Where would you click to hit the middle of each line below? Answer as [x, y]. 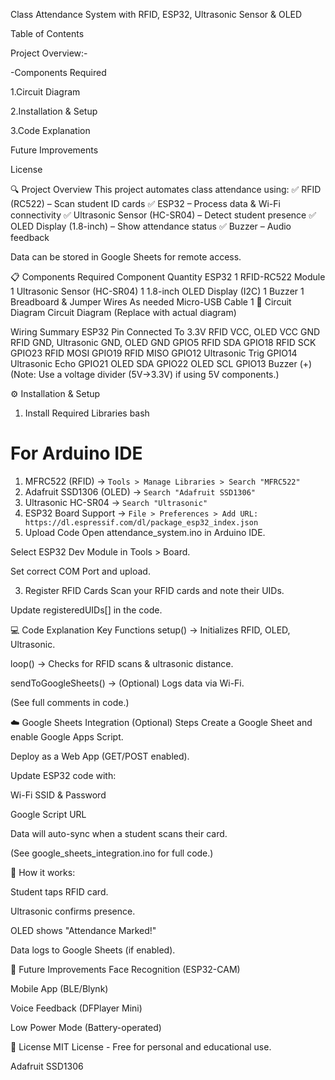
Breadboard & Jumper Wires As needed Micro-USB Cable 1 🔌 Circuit [151, 302]
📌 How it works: [43, 872]
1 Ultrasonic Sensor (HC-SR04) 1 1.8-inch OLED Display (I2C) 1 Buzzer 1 [157, 291]
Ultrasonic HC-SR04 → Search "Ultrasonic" [116, 502]
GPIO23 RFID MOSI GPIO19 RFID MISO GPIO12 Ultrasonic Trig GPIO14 [154, 353]
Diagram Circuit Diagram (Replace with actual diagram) [123, 312]
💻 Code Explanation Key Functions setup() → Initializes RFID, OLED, [150, 630]
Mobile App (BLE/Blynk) [59, 988]
